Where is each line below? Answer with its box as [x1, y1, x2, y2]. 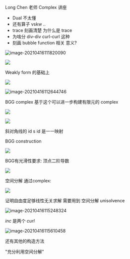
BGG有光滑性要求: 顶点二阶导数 [5, 158, 69, 163]
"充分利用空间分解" [5, 249, 45, 255]
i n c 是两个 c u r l [5, 218, 35, 224]
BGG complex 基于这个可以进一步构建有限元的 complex [5, 99, 119, 105]
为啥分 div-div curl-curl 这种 [12, 34, 70, 39]
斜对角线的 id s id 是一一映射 [5, 129, 64, 134]
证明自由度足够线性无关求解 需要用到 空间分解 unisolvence [5, 198, 125, 203]
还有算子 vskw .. [12, 21, 46, 27]
